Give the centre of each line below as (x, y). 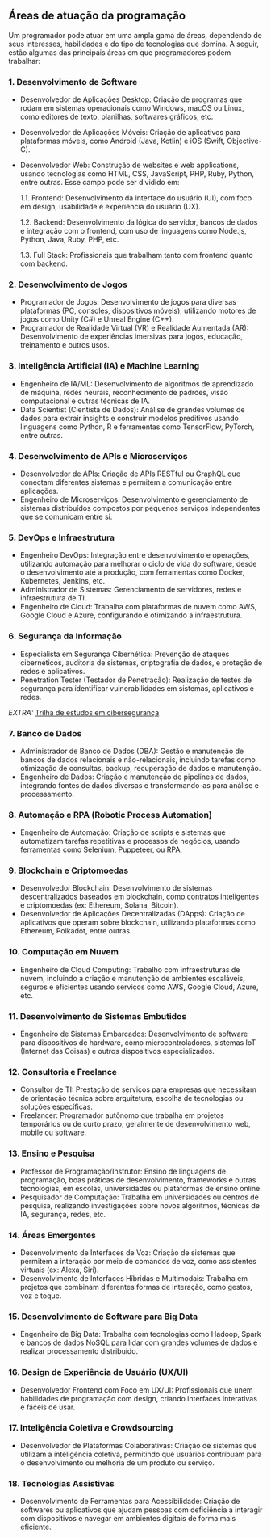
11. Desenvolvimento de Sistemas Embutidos (98, 1016)
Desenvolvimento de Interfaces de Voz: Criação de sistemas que (127, 1252)
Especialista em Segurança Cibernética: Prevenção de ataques (125, 654)
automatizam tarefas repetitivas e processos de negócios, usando (130, 841)
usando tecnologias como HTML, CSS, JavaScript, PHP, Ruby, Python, (137, 174)
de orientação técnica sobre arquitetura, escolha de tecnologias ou (131, 1098)
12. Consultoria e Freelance (63, 1072)
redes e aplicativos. (52, 671)
